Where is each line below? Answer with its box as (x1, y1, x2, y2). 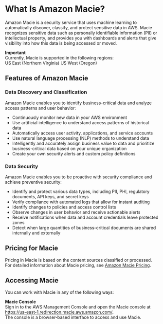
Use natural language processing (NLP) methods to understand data (12, 135, 149, 141)
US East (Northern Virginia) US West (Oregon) (5, 60, 97, 66)
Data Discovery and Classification (5, 89, 88, 95)
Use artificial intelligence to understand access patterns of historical (12, 119, 149, 125)
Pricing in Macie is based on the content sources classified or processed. (5, 257, 152, 263)
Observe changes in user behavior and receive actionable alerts (12, 209, 141, 215)
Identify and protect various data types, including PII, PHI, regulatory (12, 189, 150, 194)
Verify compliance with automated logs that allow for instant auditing (12, 199, 150, 205)
